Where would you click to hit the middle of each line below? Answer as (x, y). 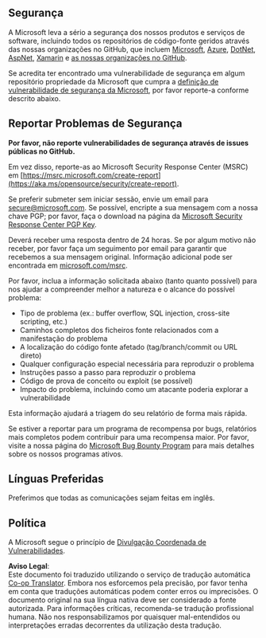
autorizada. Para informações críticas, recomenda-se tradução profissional (131, 609)
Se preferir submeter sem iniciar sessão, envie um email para (108, 199)
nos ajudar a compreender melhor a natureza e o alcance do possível (122, 289)
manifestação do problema (64, 339)
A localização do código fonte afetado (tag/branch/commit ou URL (129, 346)
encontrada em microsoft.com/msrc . (68, 265)
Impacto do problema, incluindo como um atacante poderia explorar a (134, 389)
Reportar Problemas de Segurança (95, 124)
